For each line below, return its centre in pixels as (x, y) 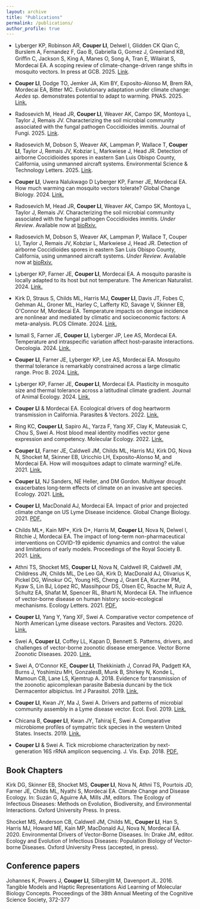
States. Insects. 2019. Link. (48, 733)
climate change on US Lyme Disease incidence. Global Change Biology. (103, 512)
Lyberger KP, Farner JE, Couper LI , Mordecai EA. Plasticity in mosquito (102, 384)
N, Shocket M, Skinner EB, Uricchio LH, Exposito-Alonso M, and (93, 457)
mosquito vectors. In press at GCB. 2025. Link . (72, 72)
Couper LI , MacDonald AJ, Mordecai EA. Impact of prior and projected (101, 506)
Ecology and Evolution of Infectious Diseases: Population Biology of (90, 841)
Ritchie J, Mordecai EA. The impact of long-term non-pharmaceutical (100, 536)
